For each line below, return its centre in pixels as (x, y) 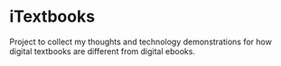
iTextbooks (52, 17)
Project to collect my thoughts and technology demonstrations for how (141, 42)
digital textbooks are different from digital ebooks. (103, 51)
